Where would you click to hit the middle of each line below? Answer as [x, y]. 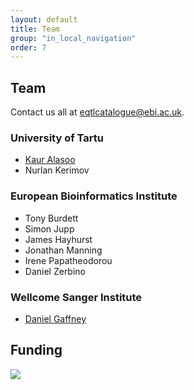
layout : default [44, 19]
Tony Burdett [51, 218]
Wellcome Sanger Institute [76, 297]
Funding [36, 350]
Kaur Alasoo [50, 160]
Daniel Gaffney [55, 318]
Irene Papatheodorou [68, 260]
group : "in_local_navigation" [73, 38]
